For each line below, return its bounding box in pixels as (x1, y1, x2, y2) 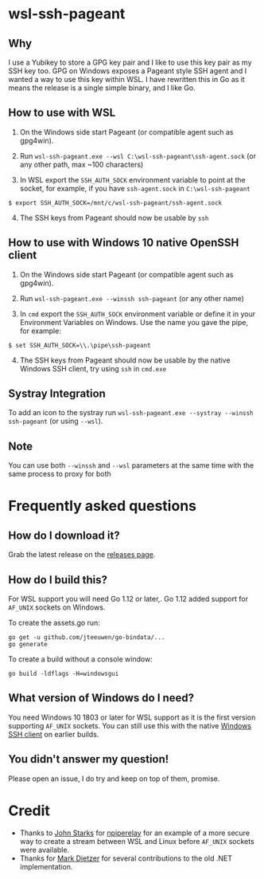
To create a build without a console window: (8, 654, 153, 664)
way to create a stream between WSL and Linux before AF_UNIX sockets (19, 836, 254, 846)
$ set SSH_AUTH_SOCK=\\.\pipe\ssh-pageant (8, 341, 151, 349)
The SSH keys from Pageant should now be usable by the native (19, 355, 231, 365)
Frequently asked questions (8, 497, 197, 515)
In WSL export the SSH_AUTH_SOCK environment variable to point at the (19, 175, 246, 184)
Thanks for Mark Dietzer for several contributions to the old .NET (19, 853, 233, 863)
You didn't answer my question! (8, 752, 169, 766)
